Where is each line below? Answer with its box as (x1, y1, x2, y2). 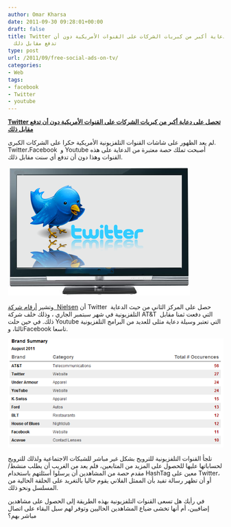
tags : (8, 76, 23, 83)
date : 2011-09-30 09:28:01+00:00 (8, 18, 104, 25)
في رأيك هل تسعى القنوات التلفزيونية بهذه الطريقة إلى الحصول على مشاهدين (8, 497, 205, 505)
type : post (8, 47, 39, 54)
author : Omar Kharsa (8, 11, 67, 18)
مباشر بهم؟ (8, 512, 37, 520)
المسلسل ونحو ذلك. (8, 484, 59, 492)
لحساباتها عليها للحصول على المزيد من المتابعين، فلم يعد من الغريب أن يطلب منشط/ (8, 462, 222, 470)
